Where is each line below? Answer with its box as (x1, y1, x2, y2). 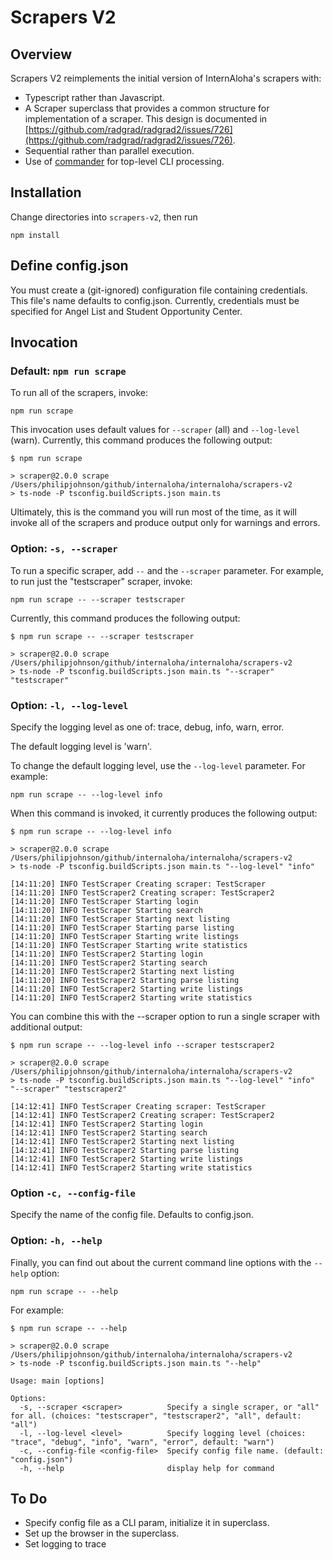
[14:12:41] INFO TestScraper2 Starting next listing (10, 1136, 235, 1146)
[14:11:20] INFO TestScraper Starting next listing (10, 914, 230, 924)
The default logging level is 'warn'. (10, 740, 152, 752)
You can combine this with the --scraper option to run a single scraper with (10, 1010, 320, 1022)
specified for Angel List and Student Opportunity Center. (10, 305, 243, 317)
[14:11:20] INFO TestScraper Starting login (10, 896, 199, 906)
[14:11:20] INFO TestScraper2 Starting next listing (10, 966, 235, 976)
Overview (10, 46, 73, 63)
